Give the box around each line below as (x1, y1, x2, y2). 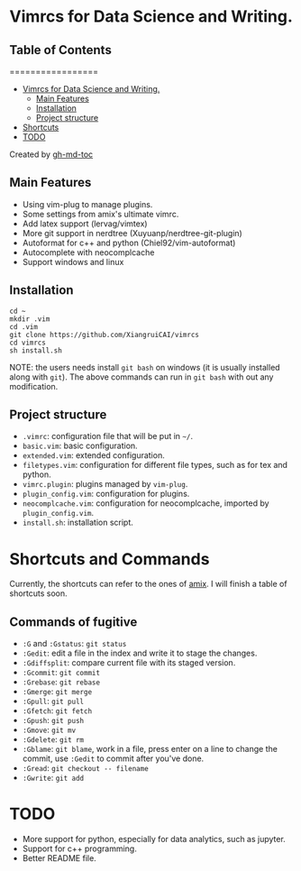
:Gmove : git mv (22, 724, 77, 736)
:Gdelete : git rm (22, 734, 85, 745)
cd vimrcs (9, 338, 47, 347)
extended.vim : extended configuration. (22, 450, 165, 461)
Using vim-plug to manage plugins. (22, 198, 153, 209)
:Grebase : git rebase (22, 676, 101, 687)
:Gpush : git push (22, 715, 85, 726)
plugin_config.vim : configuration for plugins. (22, 489, 190, 500)
